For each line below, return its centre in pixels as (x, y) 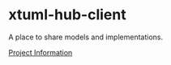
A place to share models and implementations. (86, 37)
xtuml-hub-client (68, 15)
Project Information (41, 52)
